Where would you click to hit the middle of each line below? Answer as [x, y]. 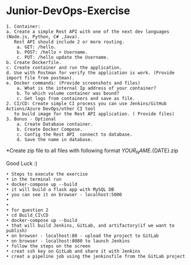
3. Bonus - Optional [31, 119]
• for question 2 [27, 210]
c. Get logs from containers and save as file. [76, 98]
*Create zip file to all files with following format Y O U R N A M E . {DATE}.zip [92, 151]
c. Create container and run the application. [64, 68]
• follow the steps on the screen [48, 246]
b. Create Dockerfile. [34, 62]
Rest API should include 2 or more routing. [69, 42]
